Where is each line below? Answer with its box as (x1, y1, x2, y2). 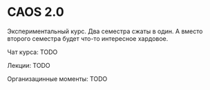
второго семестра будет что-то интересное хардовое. (7, 34, 169, 42)
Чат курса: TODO (7, 48, 58, 56)
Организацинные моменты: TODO (7, 74, 108, 83)
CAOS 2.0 (7, 4, 64, 20)
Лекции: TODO (7, 61, 50, 69)
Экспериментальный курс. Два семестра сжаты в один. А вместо (7, 27, 203, 35)
